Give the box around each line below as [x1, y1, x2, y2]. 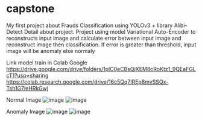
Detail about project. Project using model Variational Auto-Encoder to [24, 28, 196, 35]
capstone [6, 2, 55, 16]
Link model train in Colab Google [6, 59, 87, 66]
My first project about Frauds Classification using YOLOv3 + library [6, 22, 173, 29]
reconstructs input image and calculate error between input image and [6, 34, 181, 42]
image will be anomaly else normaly [6, 47, 95, 54]
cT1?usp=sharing [6, 72, 49, 79]
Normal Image [6, 96, 42, 104]
